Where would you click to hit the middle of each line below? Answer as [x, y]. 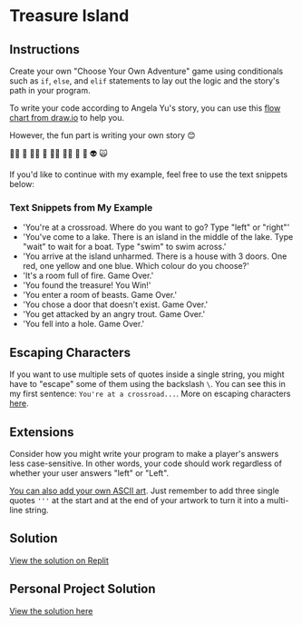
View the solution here [51, 610]
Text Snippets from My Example [81, 207]
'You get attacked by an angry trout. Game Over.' [114, 314]
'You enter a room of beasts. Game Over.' [100, 295]
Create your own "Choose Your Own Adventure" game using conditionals [146, 71]
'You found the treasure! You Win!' [87, 285]
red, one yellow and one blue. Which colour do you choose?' [136, 266]
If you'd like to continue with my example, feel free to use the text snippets [149, 174]
